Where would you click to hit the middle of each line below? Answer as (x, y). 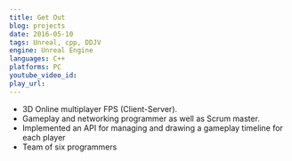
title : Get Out (37, 17)
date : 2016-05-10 (41, 34)
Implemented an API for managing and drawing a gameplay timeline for (152, 128)
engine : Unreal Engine (51, 51)
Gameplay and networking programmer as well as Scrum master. (141, 118)
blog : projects (37, 26)
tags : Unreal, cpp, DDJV (55, 42)
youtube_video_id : (43, 76)
